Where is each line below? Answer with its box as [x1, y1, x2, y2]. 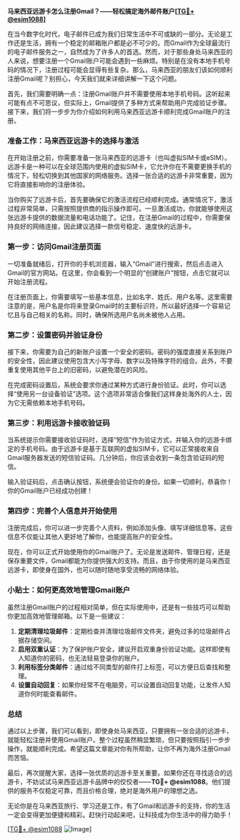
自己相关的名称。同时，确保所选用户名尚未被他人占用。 [26, 310, 189, 319]
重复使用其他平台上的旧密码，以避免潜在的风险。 [7, 365, 151, 374]
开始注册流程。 [7, 277, 51, 286]
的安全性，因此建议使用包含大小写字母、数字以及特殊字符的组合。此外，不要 [7, 356, 233, 365]
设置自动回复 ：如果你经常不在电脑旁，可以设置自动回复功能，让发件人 [17, 680, 225, 689]
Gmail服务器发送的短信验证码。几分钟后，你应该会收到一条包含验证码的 [7, 454, 219, 462]
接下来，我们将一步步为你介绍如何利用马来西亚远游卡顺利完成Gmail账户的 [7, 107, 225, 116]
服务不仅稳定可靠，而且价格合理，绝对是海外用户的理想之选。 [19, 786, 201, 795]
